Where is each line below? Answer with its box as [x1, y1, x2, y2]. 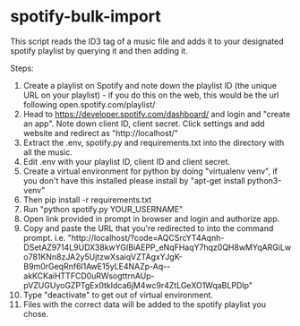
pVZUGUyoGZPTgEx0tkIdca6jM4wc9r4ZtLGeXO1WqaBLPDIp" [22, 279, 253, 290]
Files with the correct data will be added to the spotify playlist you [22, 298, 267, 310]
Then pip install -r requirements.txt [22, 194, 152, 205]
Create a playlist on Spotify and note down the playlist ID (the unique [22, 80, 277, 90]
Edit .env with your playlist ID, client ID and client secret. [22, 156, 231, 167]
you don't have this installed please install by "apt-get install [22, 175, 245, 185]
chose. [22, 308, 49, 319]
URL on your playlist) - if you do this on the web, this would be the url [22, 90, 279, 100]
